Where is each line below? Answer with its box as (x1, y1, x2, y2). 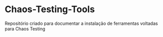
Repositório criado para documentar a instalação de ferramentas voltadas (5, 20, 158, 26)
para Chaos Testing (5, 25, 46, 31)
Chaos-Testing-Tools (5, 4, 95, 15)
